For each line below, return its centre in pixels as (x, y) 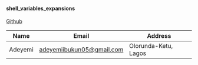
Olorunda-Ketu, (151, 46)
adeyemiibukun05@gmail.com (81, 50)
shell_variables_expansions (41, 8)
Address (159, 36)
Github (14, 21)
